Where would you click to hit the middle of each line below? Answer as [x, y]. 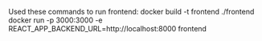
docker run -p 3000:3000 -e [55, 20]
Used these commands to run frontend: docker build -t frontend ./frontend [131, 12]
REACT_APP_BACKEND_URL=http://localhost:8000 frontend [108, 29]
